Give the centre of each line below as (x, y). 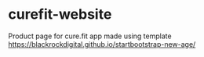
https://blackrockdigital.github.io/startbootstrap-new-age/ (102, 44)
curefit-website (60, 14)
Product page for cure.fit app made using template (90, 36)
